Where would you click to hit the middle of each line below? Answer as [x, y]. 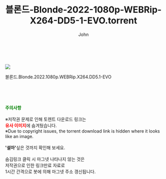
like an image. [19, 136]
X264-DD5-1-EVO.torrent [83, 21]
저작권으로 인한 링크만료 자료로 [35, 165]
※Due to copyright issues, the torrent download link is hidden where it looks [83, 131]
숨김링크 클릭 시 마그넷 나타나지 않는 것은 [45, 159]
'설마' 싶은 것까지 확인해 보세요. [35, 148]
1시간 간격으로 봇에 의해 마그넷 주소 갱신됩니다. [50, 172]
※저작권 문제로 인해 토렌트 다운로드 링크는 [46, 119]
